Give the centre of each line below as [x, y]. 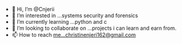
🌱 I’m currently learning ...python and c [59, 22]
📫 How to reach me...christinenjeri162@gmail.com [74, 35]
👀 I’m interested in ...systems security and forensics [75, 15]
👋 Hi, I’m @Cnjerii [33, 9]
